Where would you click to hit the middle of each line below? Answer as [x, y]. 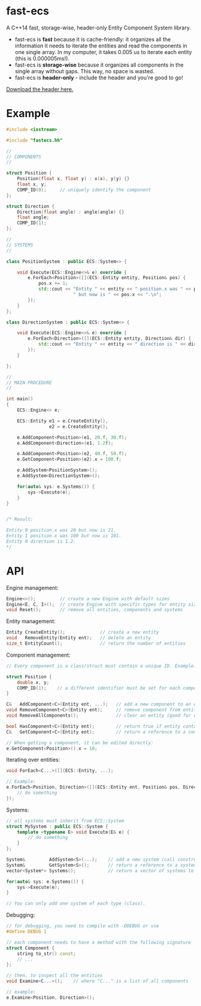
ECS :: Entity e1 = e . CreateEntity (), [63, 421]
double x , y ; [33, 682]
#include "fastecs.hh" [34, 140]
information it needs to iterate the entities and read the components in [101, 46]
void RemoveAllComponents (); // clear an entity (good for [99, 715]
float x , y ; [32, 184]
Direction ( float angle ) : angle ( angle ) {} [71, 212]
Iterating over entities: [33, 760]
